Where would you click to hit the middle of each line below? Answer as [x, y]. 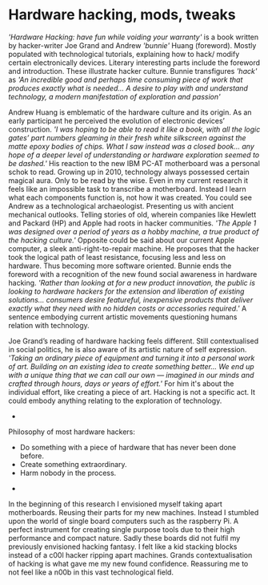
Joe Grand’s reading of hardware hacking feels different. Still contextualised [134, 341]
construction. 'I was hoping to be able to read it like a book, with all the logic [134, 129]
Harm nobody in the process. [68, 473]
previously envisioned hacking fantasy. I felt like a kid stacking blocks [123, 546]
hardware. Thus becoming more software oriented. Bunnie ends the [120, 266]
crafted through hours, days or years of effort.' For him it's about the [121, 384]
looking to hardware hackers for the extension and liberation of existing [126, 291]
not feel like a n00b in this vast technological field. [91, 572]
